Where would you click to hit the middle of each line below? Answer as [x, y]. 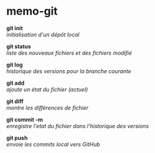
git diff [15, 101]
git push [17, 138]
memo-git [32, 11]
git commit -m [25, 119]
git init [15, 28]
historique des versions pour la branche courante [69, 71]
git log [15, 65]
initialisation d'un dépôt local [43, 34]
